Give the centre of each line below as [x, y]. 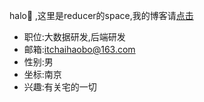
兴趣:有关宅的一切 [60, 87]
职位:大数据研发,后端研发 [74, 37]
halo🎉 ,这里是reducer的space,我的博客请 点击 [101, 15]
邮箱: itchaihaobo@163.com [79, 49]
